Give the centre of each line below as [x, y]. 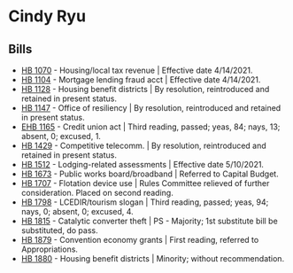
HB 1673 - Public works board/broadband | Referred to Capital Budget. [150, 174]
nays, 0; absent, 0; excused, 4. [77, 211]
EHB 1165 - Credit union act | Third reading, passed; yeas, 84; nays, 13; [150, 127]
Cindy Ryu [47, 16]
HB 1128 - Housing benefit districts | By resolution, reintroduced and [145, 89]
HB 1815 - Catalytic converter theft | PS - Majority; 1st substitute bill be [149, 221]
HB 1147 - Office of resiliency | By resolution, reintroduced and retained [151, 108]
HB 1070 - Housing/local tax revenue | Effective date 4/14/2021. [137, 70]
